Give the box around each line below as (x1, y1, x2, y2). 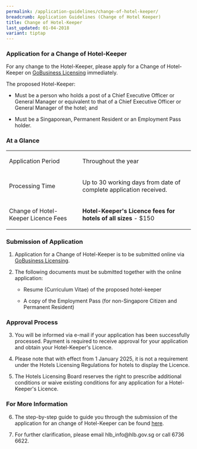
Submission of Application (6, 237, 83, 246)
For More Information (6, 400, 68, 408)
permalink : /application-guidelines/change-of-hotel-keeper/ (6, 8, 159, 15)
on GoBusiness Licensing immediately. (25, 69, 118, 76)
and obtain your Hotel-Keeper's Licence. (14, 344, 113, 351)
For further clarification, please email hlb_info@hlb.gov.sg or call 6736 (14, 431, 185, 438)
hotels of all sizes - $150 (81, 214, 155, 222)
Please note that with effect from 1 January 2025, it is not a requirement (14, 355, 188, 362)
